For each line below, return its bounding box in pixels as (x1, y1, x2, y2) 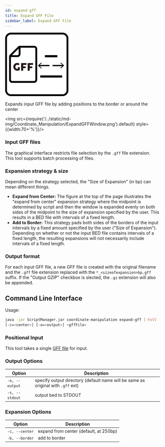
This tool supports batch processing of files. (5, 155, 95, 161)
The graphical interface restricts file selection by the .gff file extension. (5, 150, 151, 156)
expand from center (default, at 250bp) (37, 428, 118, 434)
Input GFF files (5, 138, 41, 145)
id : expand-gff (5, 8, 36, 13)
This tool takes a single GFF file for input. (5, 345, 88, 351)
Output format (5, 253, 40, 260)
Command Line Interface (5, 294, 82, 303)
